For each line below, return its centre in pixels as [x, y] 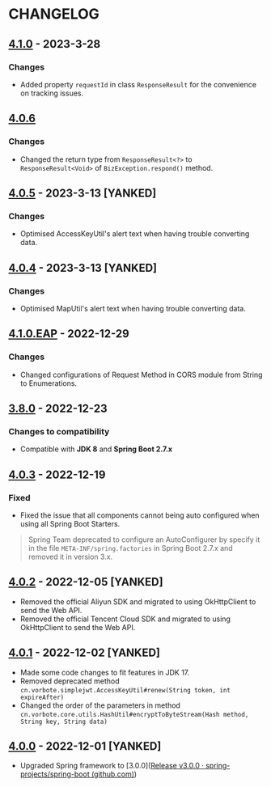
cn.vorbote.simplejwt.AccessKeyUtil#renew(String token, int [125, 690]
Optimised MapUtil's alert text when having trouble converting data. [133, 308]
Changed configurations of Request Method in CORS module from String [141, 374]
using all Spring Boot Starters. [70, 524]
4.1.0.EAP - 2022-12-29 [69, 334]
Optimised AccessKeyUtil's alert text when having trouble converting [135, 234]
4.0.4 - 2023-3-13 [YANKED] [83, 268]
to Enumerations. [49, 383]
